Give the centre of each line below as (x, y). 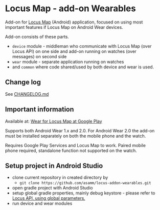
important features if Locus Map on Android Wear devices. (64, 27)
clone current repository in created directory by (60, 178)
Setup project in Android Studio (54, 166)
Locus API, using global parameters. (49, 198)
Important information (40, 110)
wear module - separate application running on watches (68, 62)
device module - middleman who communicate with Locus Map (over (82, 46)
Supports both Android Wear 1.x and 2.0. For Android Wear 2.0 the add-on (80, 130)
